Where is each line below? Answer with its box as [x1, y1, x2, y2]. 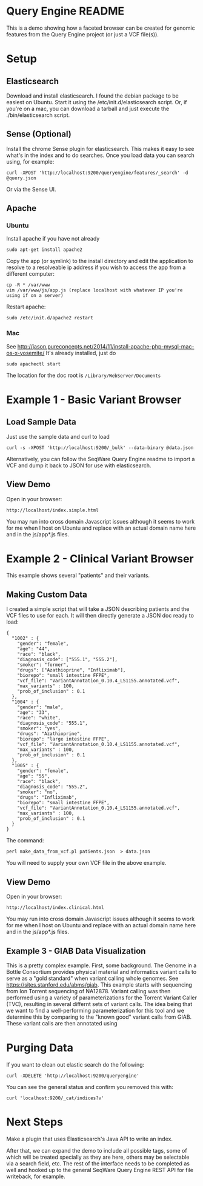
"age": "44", [17, 646, 50, 652]
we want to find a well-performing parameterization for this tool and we [6, 1007, 185, 1014]
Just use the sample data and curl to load [6, 433, 110, 440]
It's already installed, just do [45, 349, 116, 356]
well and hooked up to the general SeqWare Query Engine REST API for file [6, 1166, 194, 1173]
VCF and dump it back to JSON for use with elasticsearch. [6, 462, 151, 469]
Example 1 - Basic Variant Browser [6, 393, 182, 407]
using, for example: [6, 158, 55, 165]
